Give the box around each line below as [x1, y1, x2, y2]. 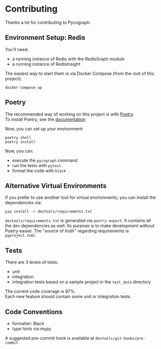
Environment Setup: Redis [5, 34, 86, 42]
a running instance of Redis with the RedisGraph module [12, 56, 125, 62]
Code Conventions [5, 308, 63, 316]
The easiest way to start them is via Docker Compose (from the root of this [5, 70, 154, 76]
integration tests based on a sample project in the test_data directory [12, 279, 151, 285]
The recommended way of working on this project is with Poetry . [5, 111, 135, 117]
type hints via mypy [12, 326, 52, 332]
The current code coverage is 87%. [5, 288, 76, 295]
